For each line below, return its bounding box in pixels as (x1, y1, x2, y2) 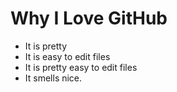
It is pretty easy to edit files (24, 61, 138, 73)
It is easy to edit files (24, 50, 111, 62)
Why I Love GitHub (10, 7, 168, 30)
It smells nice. (24, 72, 83, 84)
